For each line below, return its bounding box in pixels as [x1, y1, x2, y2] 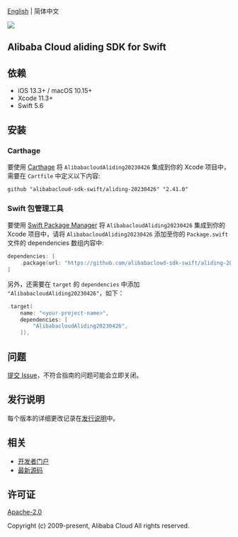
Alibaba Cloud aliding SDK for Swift [7, 41, 166, 53]
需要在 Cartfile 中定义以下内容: [7, 171, 101, 180]
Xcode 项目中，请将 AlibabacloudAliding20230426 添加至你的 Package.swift [7, 230, 229, 239]
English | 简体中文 [7, 7, 59, 15]
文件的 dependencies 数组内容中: [7, 239, 104, 247]
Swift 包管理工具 [7, 203, 64, 213]
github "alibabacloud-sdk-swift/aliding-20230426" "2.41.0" [7, 185, 189, 192]
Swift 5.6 [17, 102, 44, 110]
